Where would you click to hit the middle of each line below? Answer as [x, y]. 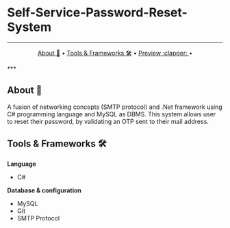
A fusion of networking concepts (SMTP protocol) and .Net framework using [115, 107]
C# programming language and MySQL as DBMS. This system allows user [112, 114]
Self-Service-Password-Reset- [98, 13]
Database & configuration [44, 190]
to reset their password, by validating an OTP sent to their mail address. [108, 121]
